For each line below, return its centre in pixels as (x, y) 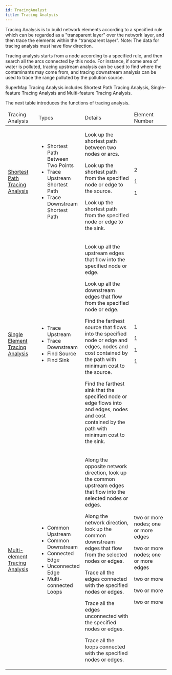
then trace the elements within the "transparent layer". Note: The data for (82, 40)
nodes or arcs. (102, 154)
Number (144, 121)
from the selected (106, 555)
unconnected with (106, 616)
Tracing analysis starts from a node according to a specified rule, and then (84, 56)
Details (93, 117)
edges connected (106, 579)
